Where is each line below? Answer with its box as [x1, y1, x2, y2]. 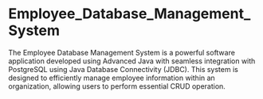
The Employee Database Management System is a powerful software [8, 48, 235, 57]
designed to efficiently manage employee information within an [8, 73, 215, 82]
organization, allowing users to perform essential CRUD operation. [8, 81, 226, 91]
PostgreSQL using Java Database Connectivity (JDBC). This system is [8, 64, 239, 74]
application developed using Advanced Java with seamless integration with [8, 56, 256, 66]
